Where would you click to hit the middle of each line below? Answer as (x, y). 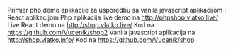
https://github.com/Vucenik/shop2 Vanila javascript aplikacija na (101, 32)
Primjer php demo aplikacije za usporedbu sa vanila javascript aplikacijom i (117, 10)
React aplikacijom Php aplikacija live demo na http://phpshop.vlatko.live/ (113, 17)
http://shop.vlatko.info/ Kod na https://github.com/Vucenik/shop (101, 40)
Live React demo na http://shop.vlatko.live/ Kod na (81, 25)
